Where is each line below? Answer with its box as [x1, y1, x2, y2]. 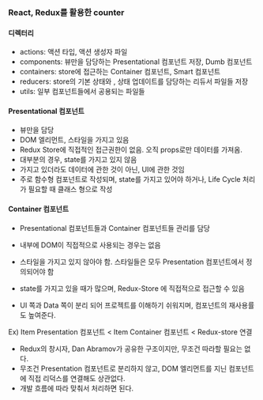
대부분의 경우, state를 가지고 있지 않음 [19, 155, 137, 164]
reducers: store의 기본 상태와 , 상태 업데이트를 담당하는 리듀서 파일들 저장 [19, 77, 249, 86]
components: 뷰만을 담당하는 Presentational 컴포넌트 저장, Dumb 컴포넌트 [19, 57, 253, 66]
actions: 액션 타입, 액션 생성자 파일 [19, 47, 128, 57]
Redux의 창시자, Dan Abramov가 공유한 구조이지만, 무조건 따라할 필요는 [19, 344, 243, 353]
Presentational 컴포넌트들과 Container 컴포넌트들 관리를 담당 [19, 223, 211, 232]
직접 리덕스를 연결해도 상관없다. [28, 373, 126, 383]
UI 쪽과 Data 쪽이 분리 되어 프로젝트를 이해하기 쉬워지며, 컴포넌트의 [19, 300, 227, 310]
